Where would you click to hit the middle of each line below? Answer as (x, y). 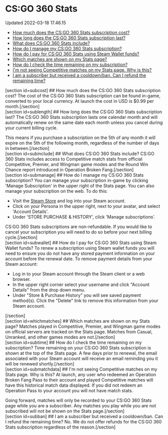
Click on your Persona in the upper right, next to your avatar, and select (86, 206)
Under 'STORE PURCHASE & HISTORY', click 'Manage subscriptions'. (84, 216)
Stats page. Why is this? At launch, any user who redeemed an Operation (81, 374)
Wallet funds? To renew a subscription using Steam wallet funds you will (80, 248)
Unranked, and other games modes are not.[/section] (60, 337)
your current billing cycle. (32, 128)
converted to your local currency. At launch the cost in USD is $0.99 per (80, 101)
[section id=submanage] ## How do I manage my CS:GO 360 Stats (74, 175)
